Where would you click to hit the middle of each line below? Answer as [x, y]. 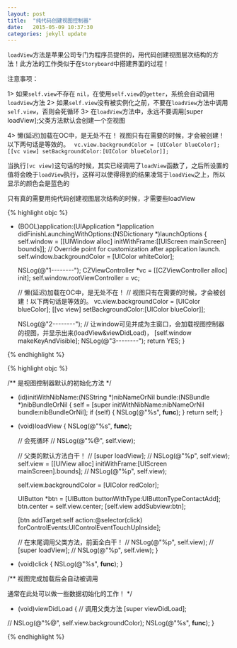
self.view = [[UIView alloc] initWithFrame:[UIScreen [92, 464]
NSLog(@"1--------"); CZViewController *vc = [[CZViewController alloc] [122, 270]
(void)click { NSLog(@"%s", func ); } [70, 564]
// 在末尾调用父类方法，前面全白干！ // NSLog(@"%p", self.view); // [116, 542]
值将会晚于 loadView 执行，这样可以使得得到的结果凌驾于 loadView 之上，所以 [116, 175]
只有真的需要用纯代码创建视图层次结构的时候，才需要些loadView [102, 199]
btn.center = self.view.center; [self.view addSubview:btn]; [102, 506]
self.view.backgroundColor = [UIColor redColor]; [88, 485]
